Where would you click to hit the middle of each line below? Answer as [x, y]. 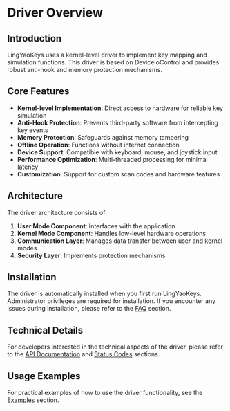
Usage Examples [44, 376]
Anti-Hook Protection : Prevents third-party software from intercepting [118, 122]
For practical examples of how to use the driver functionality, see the [105, 393]
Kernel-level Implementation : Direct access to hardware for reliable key [120, 108]
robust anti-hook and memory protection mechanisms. [85, 70]
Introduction [35, 38]
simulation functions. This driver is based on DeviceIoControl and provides [113, 62]
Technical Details [45, 330]
